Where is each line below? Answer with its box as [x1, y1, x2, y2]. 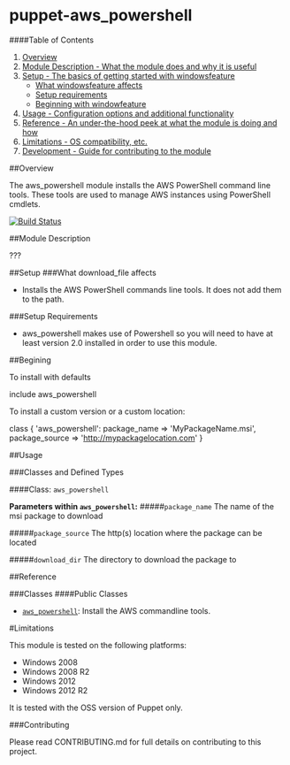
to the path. [21, 294, 65, 304]
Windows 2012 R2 [21, 685, 88, 695]
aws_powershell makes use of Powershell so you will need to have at [21, 328, 274, 339]
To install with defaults [9, 371, 91, 382]
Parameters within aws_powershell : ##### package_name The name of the [9, 501, 274, 511]
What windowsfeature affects [34, 80, 143, 90]
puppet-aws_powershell [9, 5, 193, 26]
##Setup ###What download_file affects [9, 267, 156, 278]
